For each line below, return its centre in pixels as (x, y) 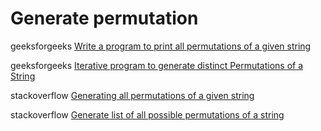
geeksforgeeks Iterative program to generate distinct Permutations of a (157, 65)
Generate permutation (104, 18)
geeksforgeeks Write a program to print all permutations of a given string (161, 46)
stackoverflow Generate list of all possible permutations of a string (147, 114)
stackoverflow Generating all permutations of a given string (132, 95)
